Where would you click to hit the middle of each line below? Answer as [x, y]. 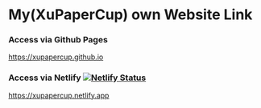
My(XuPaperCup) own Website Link [130, 15]
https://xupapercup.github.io [56, 57]
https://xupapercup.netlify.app [59, 95]
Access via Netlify [45, 78]
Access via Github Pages [58, 40]
